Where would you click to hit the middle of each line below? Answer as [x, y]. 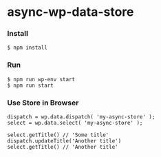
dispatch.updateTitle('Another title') [64, 141]
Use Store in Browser [43, 103]
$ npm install [28, 48]
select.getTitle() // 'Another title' [63, 147]
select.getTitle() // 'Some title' [58, 135]
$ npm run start [30, 85]
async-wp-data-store [71, 12]
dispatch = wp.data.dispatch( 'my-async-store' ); [81, 117]
